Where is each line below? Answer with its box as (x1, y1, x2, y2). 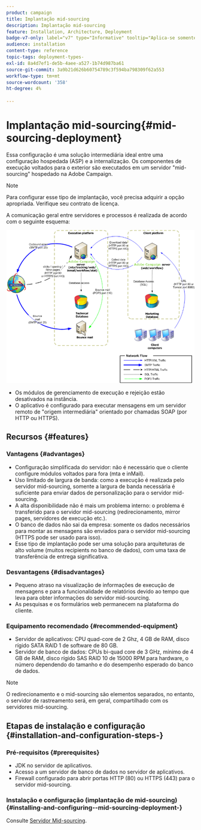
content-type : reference (6, 48, 68, 54)
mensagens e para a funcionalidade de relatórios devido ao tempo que (14, 588, 190, 595)
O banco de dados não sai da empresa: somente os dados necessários (14, 521, 190, 528)
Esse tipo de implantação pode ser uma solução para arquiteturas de (14, 540, 185, 547)
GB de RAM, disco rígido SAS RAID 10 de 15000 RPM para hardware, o (14, 655, 189, 662)
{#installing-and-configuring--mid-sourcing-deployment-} (6, 803, 182, 811)
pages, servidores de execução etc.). (14, 514, 107, 522)
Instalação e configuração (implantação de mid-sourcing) (6, 796, 178, 804)
